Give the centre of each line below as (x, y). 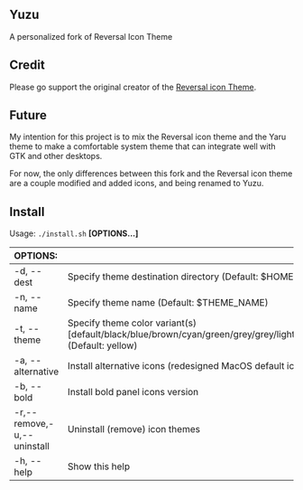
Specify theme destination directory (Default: (163, 277)
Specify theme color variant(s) (132, 323)
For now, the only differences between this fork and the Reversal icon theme (151, 174)
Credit (27, 66)
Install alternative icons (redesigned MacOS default (176, 366)
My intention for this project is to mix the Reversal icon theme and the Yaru (148, 137)
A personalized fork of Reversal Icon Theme (91, 36)
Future (28, 115)
